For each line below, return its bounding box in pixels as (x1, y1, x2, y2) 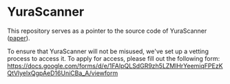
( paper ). (7, 33, 30, 42)
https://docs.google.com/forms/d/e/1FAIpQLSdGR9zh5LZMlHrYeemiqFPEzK (7, 61, 223, 70)
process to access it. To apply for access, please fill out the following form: (7, 54, 220, 62)
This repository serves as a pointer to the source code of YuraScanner (7, 27, 207, 35)
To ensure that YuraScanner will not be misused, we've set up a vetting (7, 47, 209, 55)
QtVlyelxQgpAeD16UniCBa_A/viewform (7, 69, 118, 77)
